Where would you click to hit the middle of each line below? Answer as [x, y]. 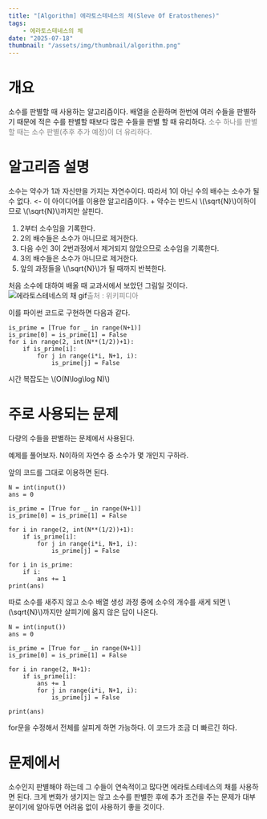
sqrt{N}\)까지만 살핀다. [67, 211]
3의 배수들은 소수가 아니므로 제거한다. [79, 258]
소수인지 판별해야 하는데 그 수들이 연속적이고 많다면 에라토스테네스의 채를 [123, 786]
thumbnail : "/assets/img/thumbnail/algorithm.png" [95, 46]
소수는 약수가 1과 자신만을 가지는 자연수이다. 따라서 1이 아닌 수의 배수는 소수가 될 [134, 191]
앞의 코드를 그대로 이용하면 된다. [59, 472]
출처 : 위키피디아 [113, 295]
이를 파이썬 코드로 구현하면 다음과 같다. [69, 313]
